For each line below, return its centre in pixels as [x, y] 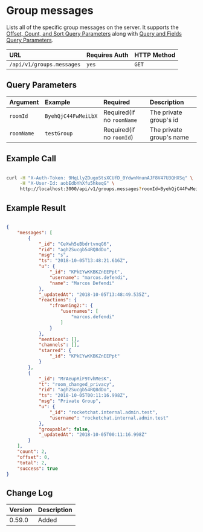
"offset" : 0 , [34, 457]
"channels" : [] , [59, 345]
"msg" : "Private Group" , [70, 401]
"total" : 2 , [32, 463]
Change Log [30, 493]
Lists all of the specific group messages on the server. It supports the [93, 27]
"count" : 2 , [32, 452]
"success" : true [38, 469]
